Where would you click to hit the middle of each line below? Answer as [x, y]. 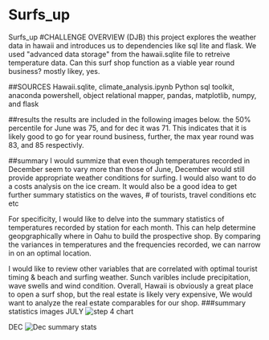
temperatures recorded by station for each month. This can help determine [132, 227]
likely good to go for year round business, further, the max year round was [131, 136]
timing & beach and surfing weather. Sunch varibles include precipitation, [130, 277]
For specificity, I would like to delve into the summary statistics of [116, 219]
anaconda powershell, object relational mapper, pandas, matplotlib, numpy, [132, 95]
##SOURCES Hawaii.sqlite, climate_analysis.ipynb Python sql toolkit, [121, 87]
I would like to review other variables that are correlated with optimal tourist [133, 268]
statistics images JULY [46, 311]
